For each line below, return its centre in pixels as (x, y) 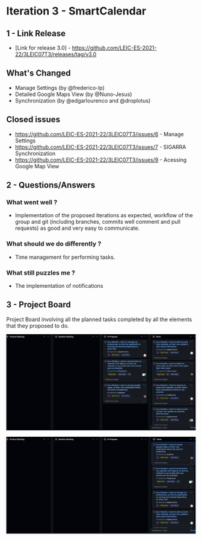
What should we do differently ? (54, 244)
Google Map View (37, 166)
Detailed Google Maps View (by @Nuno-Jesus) (73, 94)
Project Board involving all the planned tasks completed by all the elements (99, 319)
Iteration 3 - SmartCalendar (76, 11)
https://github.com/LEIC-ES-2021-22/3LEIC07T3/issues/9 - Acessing (101, 160)
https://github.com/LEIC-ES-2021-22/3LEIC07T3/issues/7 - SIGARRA (100, 147)
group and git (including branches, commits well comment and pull (98, 222)
